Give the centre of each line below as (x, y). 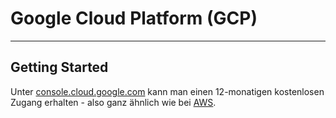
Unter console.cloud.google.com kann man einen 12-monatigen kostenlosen (167, 91)
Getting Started (59, 67)
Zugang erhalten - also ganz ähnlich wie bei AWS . (113, 102)
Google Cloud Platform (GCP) (134, 18)
